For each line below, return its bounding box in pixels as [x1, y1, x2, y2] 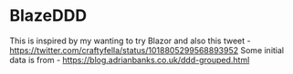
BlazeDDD [9, 5, 88, 26]
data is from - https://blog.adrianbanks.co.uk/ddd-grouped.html [9, 54, 250, 65]
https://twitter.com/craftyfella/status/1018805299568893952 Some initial [9, 44, 285, 55]
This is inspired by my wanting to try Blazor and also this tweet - [9, 35, 251, 46]
